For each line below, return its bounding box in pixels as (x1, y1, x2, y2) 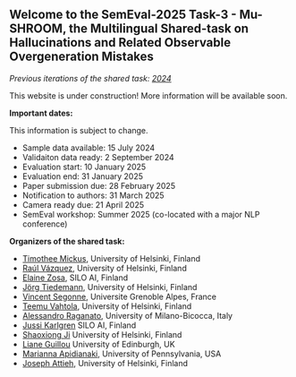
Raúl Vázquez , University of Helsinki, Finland (21, 262, 188, 273)
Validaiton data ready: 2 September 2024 (21, 151, 174, 162)
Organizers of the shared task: (9, 236, 125, 246)
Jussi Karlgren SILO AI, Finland (21, 320, 137, 330)
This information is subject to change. (9, 124, 149, 135)
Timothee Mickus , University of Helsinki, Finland (21, 253, 201, 263)
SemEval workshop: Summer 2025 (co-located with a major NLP (21, 209, 260, 219)
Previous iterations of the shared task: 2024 (9, 73, 172, 83)
